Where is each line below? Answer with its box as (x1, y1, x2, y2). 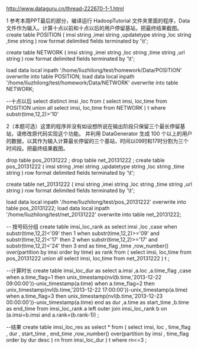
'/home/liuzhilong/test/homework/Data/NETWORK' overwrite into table (6, 79, 178, 86)
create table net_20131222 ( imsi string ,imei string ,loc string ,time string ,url (6, 181, 192, 188)
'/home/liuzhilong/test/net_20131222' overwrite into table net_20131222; (6, 211, 181, 218)
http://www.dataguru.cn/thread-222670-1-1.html (6, 5, 124, 12)
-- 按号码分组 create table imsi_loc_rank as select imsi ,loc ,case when (6, 223, 177, 230)
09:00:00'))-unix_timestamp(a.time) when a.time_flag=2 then (6, 280, 155, 287)
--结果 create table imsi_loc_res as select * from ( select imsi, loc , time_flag (6, 324, 191, 330)
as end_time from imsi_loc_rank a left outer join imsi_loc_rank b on (6, 305, 167, 312)
